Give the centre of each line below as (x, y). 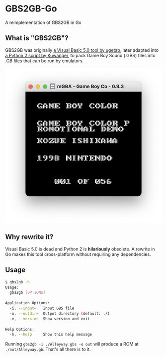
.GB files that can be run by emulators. (44, 61)
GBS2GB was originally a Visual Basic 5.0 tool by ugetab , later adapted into (82, 50)
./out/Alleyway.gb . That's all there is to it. (48, 350)
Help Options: (20, 329)
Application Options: (28, 303)
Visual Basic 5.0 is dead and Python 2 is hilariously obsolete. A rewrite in (80, 249)
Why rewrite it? (29, 237)
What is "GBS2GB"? (37, 38)
